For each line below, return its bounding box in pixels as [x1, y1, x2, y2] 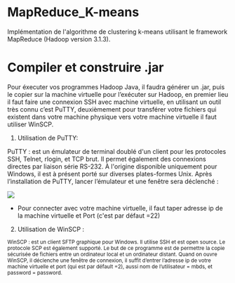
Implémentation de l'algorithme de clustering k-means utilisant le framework [7, 27, 228, 36]
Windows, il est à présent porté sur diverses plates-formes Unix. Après [7, 169, 213, 178]
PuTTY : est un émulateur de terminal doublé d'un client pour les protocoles [7, 147, 227, 155]
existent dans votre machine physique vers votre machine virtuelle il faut [7, 112, 217, 121]
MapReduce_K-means [7, 4, 140, 20]
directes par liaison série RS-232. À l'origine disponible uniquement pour [7, 162, 217, 171]
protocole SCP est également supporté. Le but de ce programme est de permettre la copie [7, 244, 225, 251]
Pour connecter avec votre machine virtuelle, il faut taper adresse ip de [17, 204, 223, 212]
